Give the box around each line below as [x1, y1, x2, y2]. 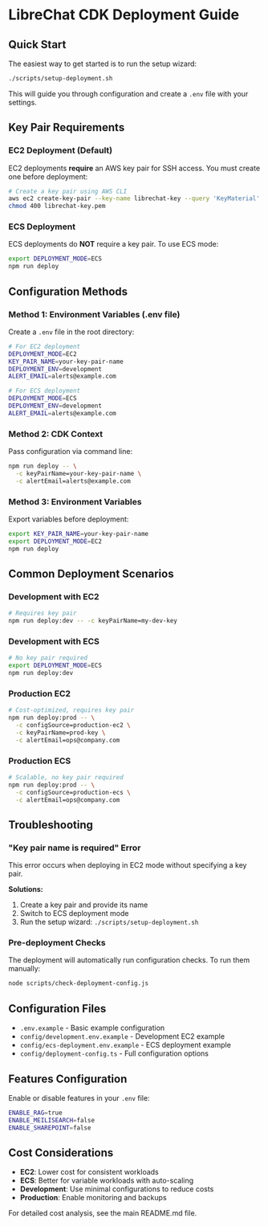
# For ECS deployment [8, 387, 81, 395]
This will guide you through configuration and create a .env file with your [8, 88, 249, 98]
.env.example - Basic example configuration [19, 1023, 165, 1033]
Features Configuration [8, 1072, 128, 1085]
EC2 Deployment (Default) [8, 145, 113, 156]
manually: [8, 964, 41, 974]
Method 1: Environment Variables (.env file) [8, 309, 181, 320]
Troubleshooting [8, 818, 94, 832]
